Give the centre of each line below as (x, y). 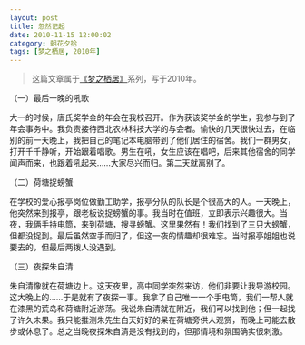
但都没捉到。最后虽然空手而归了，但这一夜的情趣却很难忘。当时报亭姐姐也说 (152, 236)
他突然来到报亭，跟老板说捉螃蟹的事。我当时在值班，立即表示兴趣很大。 (144, 213)
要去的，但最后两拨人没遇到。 (65, 248)
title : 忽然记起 (37, 26)
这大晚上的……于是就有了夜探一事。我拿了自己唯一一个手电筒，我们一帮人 (148, 298)
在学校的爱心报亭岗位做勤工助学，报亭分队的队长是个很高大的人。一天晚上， (152, 202)
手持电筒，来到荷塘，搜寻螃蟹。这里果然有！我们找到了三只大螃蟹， (168, 225)
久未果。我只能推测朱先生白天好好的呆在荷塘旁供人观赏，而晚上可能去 (156, 320)
